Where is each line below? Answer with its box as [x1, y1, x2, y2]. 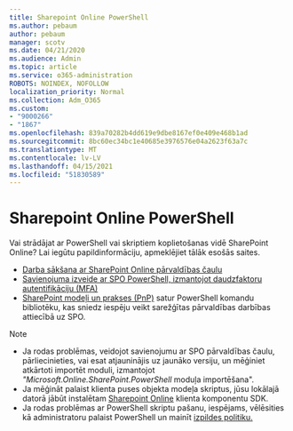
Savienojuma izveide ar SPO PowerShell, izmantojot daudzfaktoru [21, 274, 263, 284]
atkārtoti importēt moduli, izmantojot [21, 365, 155, 376]
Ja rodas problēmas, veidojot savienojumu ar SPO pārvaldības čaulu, [21, 346, 275, 356]
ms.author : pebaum [9, 21, 77, 30]
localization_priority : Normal [9, 87, 125, 96]
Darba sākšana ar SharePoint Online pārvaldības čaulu [21, 264, 223, 275]
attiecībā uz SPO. [21, 312, 86, 323]
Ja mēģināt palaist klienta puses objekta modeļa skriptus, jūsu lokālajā [21, 384, 280, 395]
